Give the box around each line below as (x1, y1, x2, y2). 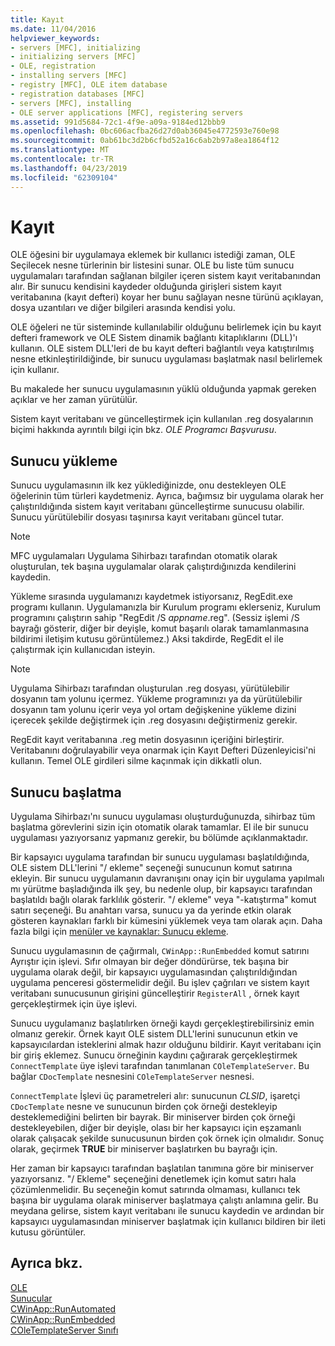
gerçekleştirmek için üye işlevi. (10, 998, 138, 1010)
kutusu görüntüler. (10, 1226, 87, 1238)
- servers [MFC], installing (10, 98, 132, 108)
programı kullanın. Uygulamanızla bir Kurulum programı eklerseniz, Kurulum (10, 601, 322, 613)
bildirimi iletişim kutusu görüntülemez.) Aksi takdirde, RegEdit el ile (10, 633, 284, 645)
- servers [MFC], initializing (10, 42, 141, 53)
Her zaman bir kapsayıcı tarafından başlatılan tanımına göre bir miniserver (10, 1162, 314, 1175)
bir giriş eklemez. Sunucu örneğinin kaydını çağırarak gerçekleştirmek (10, 1049, 298, 1061)
